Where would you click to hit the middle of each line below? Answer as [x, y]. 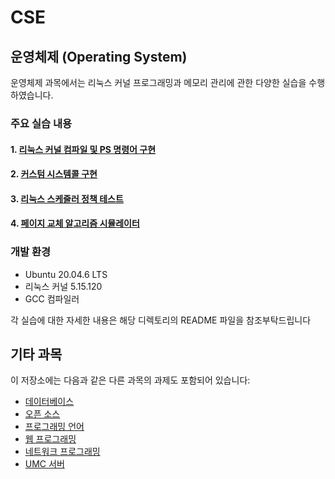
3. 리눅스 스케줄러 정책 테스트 [67, 198]
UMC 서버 [44, 464]
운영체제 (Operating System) [99, 56]
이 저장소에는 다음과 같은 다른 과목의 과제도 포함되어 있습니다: [130, 380]
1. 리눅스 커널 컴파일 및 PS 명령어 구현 [83, 149]
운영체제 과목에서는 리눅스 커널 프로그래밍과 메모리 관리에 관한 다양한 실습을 [158, 82]
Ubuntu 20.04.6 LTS [66, 274]
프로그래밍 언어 [54, 427]
